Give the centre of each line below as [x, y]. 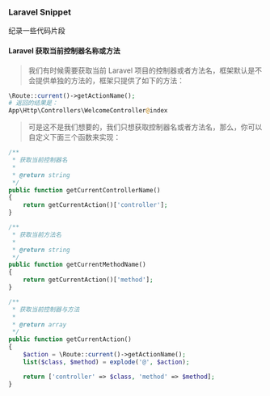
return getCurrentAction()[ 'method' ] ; [88, 280]
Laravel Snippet [40, 12]
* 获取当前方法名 [37, 234]
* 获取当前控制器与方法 [46, 310]
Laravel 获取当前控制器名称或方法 [65, 50]
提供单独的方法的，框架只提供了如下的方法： [110, 80]
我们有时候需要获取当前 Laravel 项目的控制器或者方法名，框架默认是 [141, 70]
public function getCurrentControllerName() [84, 190]
